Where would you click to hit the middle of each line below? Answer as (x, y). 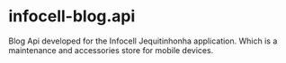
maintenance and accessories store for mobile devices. (111, 50)
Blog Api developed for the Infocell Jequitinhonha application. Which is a (143, 41)
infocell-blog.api (72, 16)
